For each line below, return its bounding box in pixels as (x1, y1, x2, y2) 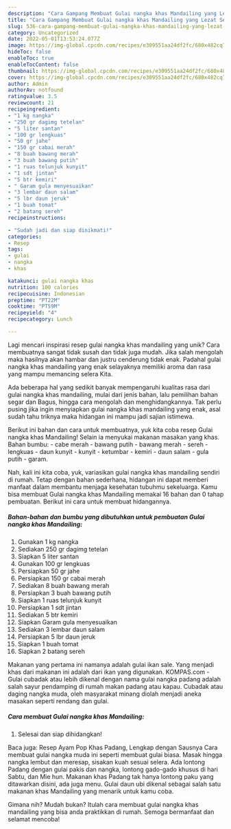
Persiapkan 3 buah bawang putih (17, 589, 112, 597)
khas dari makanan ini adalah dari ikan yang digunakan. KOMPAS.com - (8, 668, 210, 676)
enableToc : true (8, 55, 54, 62)
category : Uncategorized (8, 29, 79, 36)
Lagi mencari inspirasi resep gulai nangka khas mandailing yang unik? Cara (8, 341, 220, 349)
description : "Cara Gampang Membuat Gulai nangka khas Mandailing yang (8, 10, 217, 17)
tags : (8, 246, 23, 253)
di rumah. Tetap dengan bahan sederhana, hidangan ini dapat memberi (8, 475, 208, 484)
